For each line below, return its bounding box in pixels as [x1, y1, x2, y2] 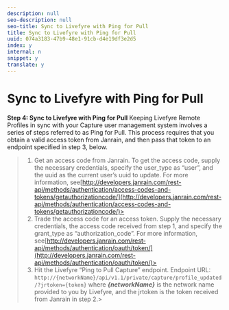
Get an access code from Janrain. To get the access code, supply [34, 156, 221, 164]
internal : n [7, 49, 41, 56]
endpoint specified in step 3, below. [7, 142, 108, 151]
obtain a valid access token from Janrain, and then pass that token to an [7, 135, 211, 144]
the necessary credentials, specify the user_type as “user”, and [34, 163, 214, 172]
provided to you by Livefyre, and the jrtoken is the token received [34, 287, 219, 296]
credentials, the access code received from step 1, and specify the [34, 221, 223, 230]
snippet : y [7, 55, 38, 62]
